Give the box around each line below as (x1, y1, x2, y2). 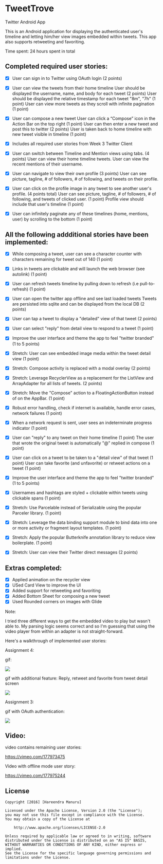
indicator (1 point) (12, 425, 48, 431)
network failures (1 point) (12, 410, 62, 416)
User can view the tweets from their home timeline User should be (12, 85, 145, 91)
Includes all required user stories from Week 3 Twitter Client (12, 141, 133, 147)
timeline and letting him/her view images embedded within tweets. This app (5, 34, 157, 39)
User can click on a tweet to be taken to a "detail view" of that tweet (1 (12, 455, 153, 460)
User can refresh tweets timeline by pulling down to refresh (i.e (12, 281, 139, 287)
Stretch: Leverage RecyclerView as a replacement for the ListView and (12, 375, 153, 381)
